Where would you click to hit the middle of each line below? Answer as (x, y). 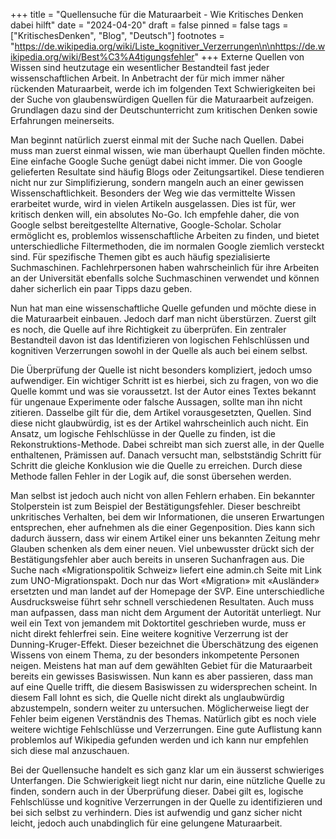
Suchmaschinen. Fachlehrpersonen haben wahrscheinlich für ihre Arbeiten (165, 267)
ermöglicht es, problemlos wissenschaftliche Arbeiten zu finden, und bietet (165, 235)
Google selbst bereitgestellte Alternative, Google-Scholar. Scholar (146, 225)
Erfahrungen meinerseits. (62, 120)
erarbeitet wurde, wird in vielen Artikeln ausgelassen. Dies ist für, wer (153, 203)
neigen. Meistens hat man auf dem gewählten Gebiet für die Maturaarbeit (161, 665)
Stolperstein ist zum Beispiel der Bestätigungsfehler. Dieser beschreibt (155, 506)
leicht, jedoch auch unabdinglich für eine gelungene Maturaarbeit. (146, 823)
